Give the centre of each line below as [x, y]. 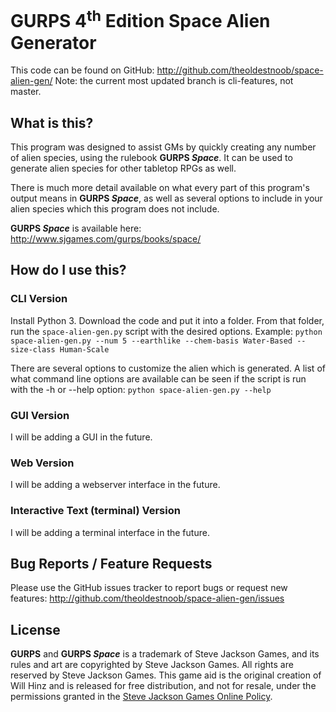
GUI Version [40, 415]
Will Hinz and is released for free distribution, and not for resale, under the [163, 686]
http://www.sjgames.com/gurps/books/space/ [106, 239]
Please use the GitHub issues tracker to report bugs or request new [149, 588]
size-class [33, 349]
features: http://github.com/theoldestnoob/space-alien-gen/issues [147, 598]
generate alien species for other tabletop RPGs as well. [123, 168]
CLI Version [39, 299]
